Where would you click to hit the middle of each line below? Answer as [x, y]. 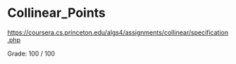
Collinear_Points [56, 13]
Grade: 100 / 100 [31, 53]
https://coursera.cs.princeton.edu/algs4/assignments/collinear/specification [118, 32]
